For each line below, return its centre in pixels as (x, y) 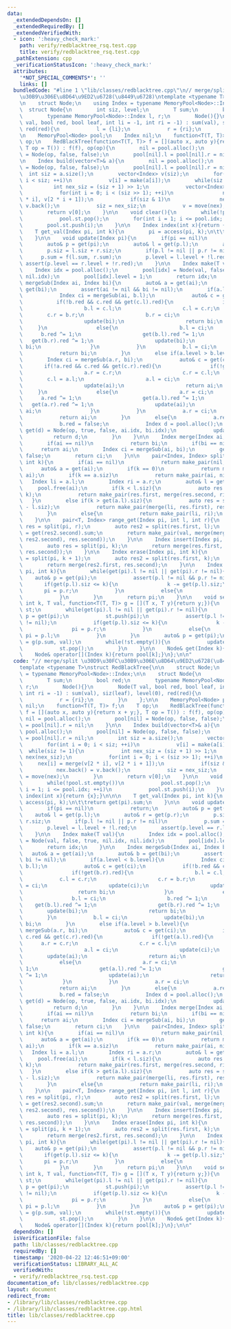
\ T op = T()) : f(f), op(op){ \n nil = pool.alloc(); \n (112, 148)
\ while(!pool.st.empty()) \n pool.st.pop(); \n (115, 783)
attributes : (31, 71)
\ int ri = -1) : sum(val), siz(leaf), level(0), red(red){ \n (110, 693)
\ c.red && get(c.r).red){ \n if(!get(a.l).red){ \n (117, 937)
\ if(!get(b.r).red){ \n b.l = (115, 873)
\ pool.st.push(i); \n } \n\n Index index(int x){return (120, 225)
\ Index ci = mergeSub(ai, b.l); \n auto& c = (120, 296)
